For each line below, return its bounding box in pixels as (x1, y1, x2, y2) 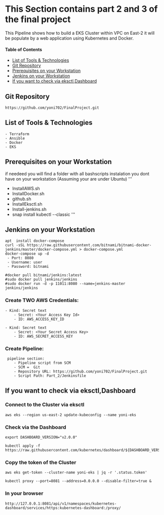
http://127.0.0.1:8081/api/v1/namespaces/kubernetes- (5, 501, 117, 506)
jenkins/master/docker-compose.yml (5, 247, 78, 252)
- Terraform (5, 131, 29, 137)
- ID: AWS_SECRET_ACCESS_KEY (14, 334, 73, 339)
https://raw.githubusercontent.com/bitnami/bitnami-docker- (26, 243, 152, 248)
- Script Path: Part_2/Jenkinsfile (14, 373, 86, 378)
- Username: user (7, 260, 42, 265)
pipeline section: (7, 356, 45, 361)
